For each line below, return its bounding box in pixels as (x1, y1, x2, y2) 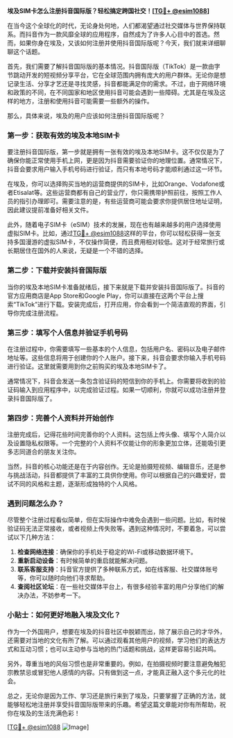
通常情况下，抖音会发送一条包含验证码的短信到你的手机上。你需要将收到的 (7, 377, 220, 385)
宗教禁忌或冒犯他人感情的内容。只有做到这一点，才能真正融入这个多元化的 (7, 668, 220, 676)
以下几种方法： (12, 533, 56, 542)
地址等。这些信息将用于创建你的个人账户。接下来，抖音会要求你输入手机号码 (7, 353, 226, 361)
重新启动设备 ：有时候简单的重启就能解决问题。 (17, 556, 151, 565)
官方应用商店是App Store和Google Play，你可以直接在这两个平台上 (7, 291, 198, 300)
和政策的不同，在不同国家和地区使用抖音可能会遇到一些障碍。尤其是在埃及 (7, 88, 220, 96)
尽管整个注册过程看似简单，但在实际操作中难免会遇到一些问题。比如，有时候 (7, 516, 226, 524)
